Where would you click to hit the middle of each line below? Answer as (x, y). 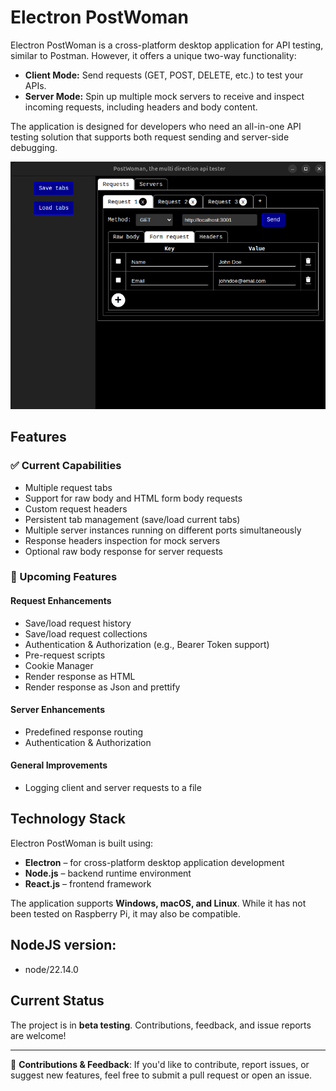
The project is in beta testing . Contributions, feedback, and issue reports (161, 1025)
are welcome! (38, 1035)
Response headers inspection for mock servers (122, 540)
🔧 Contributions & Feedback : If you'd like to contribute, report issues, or (160, 1064)
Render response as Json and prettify (102, 687)
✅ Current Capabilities (66, 466)
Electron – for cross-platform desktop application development (154, 862)
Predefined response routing (84, 732)
